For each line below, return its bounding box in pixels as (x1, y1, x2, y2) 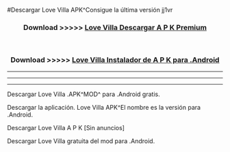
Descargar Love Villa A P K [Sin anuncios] (7, 123, 125, 132)
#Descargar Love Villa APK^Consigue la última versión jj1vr (7, 6, 173, 14)
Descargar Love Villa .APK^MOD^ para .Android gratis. (7, 90, 160, 98)
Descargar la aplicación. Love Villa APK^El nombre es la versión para (7, 103, 201, 111)
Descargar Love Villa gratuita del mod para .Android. (7, 136, 155, 145)
